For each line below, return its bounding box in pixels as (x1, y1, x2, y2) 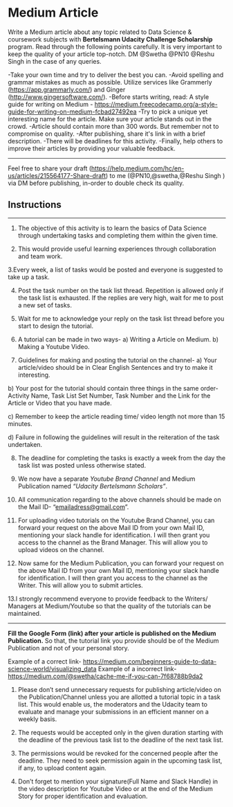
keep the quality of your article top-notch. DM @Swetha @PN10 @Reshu (8, 50, 215, 58)
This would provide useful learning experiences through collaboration (17, 245, 216, 253)
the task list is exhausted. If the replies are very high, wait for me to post (17, 293, 224, 302)
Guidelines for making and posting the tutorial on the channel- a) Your (17, 355, 217, 364)
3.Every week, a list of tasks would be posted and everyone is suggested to (8, 265, 223, 274)
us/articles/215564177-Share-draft (8, 171, 106, 179)
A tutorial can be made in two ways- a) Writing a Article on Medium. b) (17, 335, 219, 344)
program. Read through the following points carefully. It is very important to (8, 42, 223, 51)
